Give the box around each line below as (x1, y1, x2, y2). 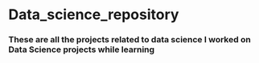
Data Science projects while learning (8, 44, 155, 55)
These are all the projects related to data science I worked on (8, 34, 251, 45)
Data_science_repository (8, 6, 179, 24)
